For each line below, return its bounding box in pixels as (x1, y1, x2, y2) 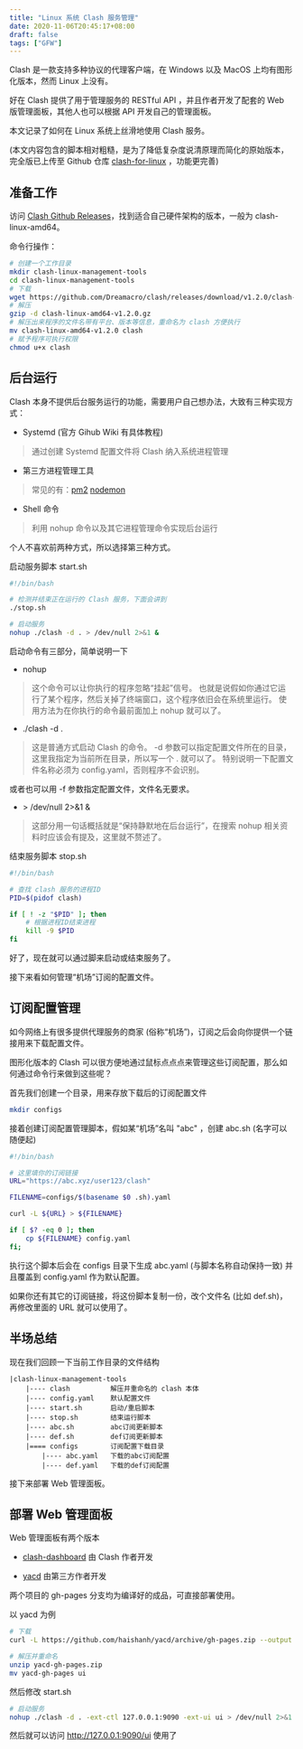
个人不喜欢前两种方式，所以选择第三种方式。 (9, 541, 176, 552)
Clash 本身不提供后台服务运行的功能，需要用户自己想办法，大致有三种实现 (9, 396, 286, 407)
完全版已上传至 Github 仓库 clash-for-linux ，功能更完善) (9, 155, 219, 167)
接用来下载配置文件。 (9, 1037, 88, 1048)
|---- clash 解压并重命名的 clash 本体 (25, 1384, 200, 1393)
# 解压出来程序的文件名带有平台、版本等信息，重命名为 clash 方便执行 (9, 318, 241, 327)
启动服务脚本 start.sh (9, 561, 87, 572)
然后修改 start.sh (9, 1686, 72, 1697)
